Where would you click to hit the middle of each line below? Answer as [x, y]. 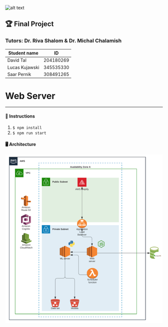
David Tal [17, 60]
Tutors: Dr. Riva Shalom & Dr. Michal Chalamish [63, 41]
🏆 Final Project [29, 24]
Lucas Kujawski [23, 67]
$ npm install [27, 127]
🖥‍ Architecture [21, 144]
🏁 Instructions [20, 116]
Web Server [30, 96]
